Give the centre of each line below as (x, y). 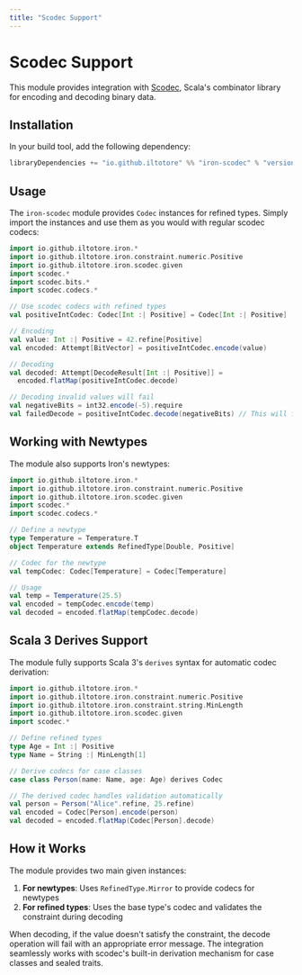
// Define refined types (56, 738)
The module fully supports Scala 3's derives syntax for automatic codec (143, 662)
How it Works (48, 849)
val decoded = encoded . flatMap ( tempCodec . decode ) (104, 613)
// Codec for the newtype (58, 563)
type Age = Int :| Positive (62, 747)
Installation (41, 125)
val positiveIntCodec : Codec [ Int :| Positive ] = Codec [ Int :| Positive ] (148, 315)
